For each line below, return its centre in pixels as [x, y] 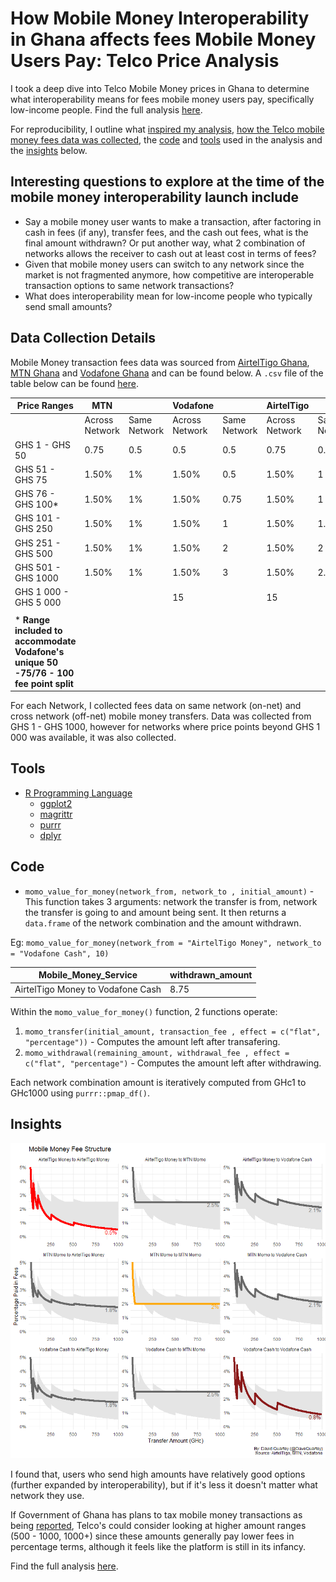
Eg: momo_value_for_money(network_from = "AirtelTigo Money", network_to [166, 942]
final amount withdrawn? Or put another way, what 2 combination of [165, 243]
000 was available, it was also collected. [93, 738]
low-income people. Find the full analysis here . [106, 109]
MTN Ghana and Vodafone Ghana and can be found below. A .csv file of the [167, 373]
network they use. [47, 1495]
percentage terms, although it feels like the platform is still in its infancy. [158, 1546]
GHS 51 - [35, 469]
